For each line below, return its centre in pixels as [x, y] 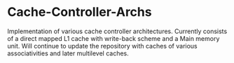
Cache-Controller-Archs [80, 12]
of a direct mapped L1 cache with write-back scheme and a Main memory [113, 38]
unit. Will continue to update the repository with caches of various [102, 46]
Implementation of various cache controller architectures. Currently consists [117, 31]
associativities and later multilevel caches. [68, 53]
